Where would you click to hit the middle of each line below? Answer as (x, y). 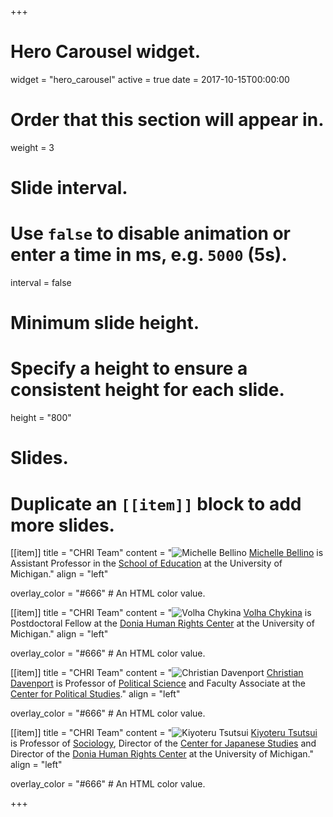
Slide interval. (69, 188)
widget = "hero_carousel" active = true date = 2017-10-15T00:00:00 (150, 79)
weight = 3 (32, 147)
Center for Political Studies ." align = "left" (95, 694)
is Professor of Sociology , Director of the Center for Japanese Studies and (163, 743)
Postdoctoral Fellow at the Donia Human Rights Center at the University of (162, 623)
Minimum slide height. (105, 323)
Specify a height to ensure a (129, 368)
